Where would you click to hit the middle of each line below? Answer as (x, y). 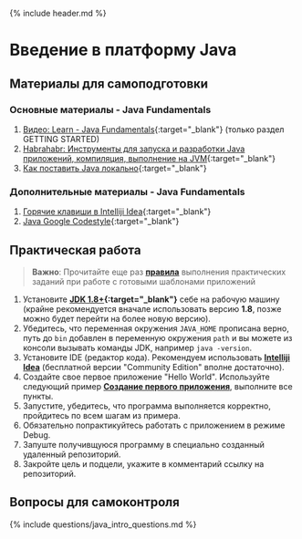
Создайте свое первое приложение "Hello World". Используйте (146, 377)
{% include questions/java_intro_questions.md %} (103, 524)
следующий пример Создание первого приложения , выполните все (158, 386)
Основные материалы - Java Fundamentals (110, 109)
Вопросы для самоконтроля (94, 502)
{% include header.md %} (58, 13)
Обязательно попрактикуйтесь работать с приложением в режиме (154, 425)
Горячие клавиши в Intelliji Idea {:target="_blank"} (117, 212)
